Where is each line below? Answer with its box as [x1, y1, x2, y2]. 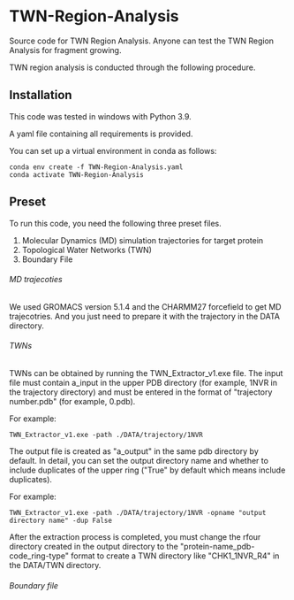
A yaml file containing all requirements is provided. [9, 128, 193, 139]
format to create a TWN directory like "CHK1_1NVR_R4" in [70, 550, 280, 561]
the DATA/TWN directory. [9, 559, 102, 570]
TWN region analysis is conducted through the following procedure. [9, 62, 256, 73]
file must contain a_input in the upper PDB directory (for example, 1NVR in [9, 377, 278, 388]
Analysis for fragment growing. [9, 44, 122, 55]
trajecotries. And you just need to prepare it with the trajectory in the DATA [9, 311, 281, 321]
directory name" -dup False [9, 516, 113, 525]
